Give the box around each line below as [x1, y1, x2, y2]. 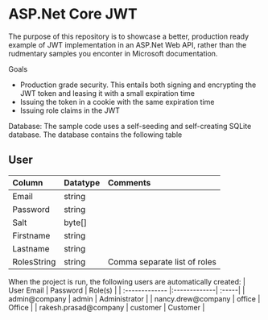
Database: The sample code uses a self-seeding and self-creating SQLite [8, 121, 252, 131]
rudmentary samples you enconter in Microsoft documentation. [8, 48, 218, 58]
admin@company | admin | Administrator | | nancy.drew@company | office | [8, 293, 261, 303]
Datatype [64, 177, 101, 188]
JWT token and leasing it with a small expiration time [19, 88, 196, 98]
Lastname [12, 243, 50, 254]
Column [12, 177, 43, 188]
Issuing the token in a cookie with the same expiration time [19, 97, 215, 106]
